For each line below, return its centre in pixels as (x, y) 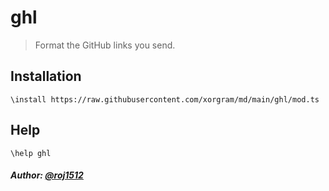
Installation (46, 76)
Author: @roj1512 (47, 175)
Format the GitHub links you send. (105, 45)
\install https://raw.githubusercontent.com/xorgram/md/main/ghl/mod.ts (165, 99)
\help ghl (31, 153)
